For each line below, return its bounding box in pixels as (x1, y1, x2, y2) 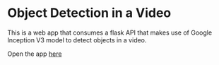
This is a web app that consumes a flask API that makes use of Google (7, 28, 213, 37)
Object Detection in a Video (7, 5, 172, 21)
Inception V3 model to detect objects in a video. (7, 35, 147, 44)
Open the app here (7, 49, 62, 58)
